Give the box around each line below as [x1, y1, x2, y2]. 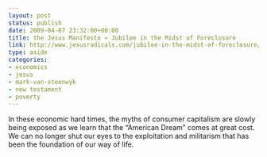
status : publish [8, 19, 62, 27]
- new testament [8, 85, 62, 94]
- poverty [8, 93, 41, 101]
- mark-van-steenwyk [8, 78, 77, 86]
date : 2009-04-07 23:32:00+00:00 [8, 26, 119, 34]
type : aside [8, 48, 48, 56]
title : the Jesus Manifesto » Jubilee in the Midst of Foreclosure [8, 33, 237, 42]
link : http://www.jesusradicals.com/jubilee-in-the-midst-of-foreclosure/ [8, 41, 261, 49]
